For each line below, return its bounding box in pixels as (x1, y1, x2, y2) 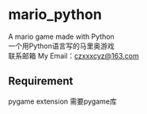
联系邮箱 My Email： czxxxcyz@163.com (8, 51, 140, 60)
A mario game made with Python (8, 32, 115, 41)
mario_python (8, 6, 103, 24)
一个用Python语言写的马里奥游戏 (8, 41, 115, 51)
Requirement (8, 74, 73, 88)
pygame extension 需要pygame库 (8, 97, 117, 106)
